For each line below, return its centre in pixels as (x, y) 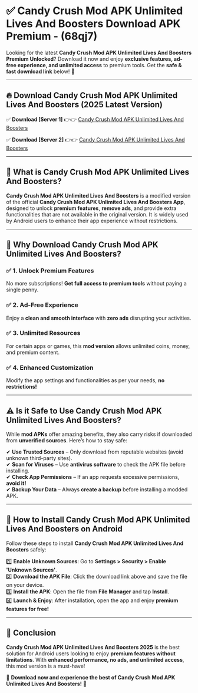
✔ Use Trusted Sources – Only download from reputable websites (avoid (95, 452)
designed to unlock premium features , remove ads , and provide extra (91, 208)
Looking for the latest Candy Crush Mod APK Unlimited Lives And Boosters (99, 52)
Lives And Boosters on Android (64, 529)
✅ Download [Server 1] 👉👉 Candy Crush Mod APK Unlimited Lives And (95, 119)
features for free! (27, 609)
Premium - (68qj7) (52, 36)
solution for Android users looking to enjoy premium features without (91, 653)
